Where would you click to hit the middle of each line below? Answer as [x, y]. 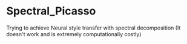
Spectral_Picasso [51, 11]
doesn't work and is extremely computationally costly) [74, 34]
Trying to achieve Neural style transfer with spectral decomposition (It [93, 28]
